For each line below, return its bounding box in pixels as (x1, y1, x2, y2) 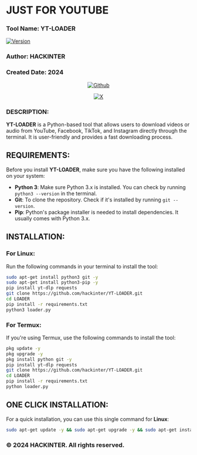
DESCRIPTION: (6, 107, 49, 116)
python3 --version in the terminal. (14, 190, 97, 197)
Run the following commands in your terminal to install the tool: (6, 262, 158, 270)
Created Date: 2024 (6, 68, 64, 76)
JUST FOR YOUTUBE (6, 4, 109, 17)
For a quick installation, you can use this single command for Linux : (6, 415, 169, 423)
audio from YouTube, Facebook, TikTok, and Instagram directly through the (6, 127, 187, 134)
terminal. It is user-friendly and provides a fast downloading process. (6, 133, 173, 140)
